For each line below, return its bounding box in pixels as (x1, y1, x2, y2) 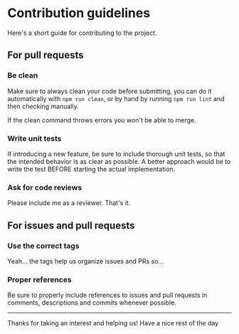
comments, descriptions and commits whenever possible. (7, 298, 176, 307)
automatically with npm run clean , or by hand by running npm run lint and (7, 94, 225, 103)
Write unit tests (7, 133, 62, 143)
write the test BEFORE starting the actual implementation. (7, 165, 176, 173)
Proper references (7, 274, 73, 284)
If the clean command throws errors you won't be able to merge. (7, 115, 197, 124)
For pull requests (7, 49, 84, 61)
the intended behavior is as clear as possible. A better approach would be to (7, 157, 231, 165)
